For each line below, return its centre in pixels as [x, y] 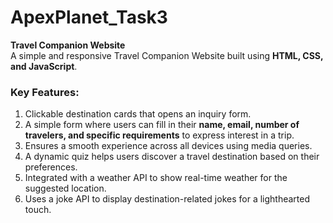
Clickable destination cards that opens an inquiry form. [138, 114]
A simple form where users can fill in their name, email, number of [162, 125]
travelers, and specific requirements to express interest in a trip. [159, 135]
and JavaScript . [44, 66]
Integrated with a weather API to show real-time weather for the [156, 178]
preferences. [51, 167]
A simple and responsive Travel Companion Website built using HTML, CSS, [167, 55]
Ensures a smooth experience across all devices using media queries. [168, 146]
